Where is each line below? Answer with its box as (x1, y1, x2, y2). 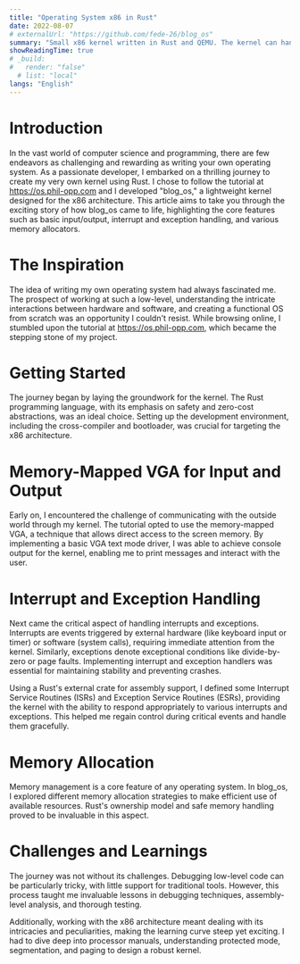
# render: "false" (9, 63, 87, 72)
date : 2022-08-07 (9, 21, 74, 30)
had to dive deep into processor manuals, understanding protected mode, (9, 935, 281, 946)
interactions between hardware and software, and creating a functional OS (9, 303, 284, 313)
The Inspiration (9, 254, 125, 275)
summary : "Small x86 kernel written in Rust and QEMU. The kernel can (9, 37, 278, 47)
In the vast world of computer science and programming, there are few (9, 147, 271, 158)
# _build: (9, 54, 46, 63)
